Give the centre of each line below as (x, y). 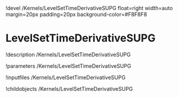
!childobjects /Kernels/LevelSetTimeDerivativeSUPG (69, 89)
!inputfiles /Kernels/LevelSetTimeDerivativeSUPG (66, 77)
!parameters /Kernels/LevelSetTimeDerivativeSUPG (68, 66)
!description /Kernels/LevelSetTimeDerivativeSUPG (68, 54)
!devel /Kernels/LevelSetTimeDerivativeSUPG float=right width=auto (89, 8)
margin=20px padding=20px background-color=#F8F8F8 (76, 14)
